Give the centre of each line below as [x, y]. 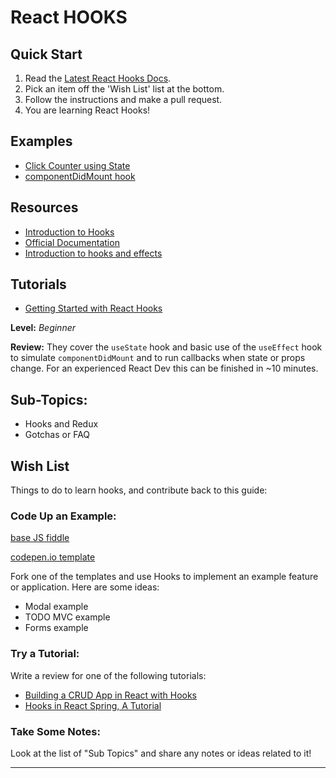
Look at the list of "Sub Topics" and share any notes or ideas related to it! [161, 753]
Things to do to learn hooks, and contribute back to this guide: [139, 490]
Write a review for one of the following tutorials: [108, 675]
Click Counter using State [77, 165]
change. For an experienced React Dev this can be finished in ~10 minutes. [164, 368]
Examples [41, 141]
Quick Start [46, 54]
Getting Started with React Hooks [93, 308]
